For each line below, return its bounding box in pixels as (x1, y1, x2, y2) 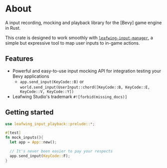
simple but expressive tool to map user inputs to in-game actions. (5, 40, 140, 46)
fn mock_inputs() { (5, 135, 43, 140)
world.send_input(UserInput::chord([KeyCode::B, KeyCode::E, (19, 85, 150, 90)
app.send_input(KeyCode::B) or (19, 78, 84, 84)
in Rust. (5, 25, 21, 31)
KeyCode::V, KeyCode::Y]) (19, 89, 74, 94)
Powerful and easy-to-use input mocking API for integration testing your (12, 68, 161, 74)
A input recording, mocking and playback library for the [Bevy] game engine (5, 20, 162, 26)
